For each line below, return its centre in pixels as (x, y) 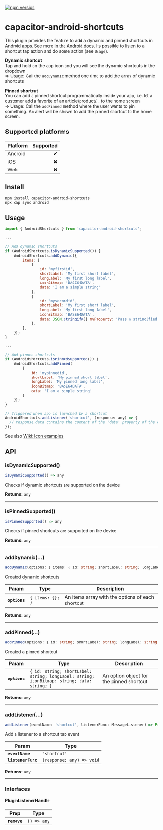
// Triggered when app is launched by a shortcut (56, 413)
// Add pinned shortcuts (30, 355)
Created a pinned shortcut (31, 652)
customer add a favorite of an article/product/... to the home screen (73, 101)
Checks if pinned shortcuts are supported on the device (61, 530)
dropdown (15, 71)
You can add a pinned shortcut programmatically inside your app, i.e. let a (79, 95)
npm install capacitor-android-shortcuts (48, 198)
